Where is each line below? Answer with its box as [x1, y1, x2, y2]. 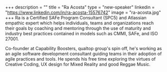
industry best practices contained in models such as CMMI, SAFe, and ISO [5, 31, 158, 36]
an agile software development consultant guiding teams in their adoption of [5, 51, 162, 57]
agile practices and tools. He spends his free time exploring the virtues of [5, 56, 156, 62]
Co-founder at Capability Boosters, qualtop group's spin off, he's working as [5, 46, 162, 51]
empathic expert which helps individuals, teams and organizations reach [5, 20, 154, 26]
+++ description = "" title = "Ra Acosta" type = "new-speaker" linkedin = [5, 4, 155, 10]
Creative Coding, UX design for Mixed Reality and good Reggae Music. [5, 62, 151, 67]
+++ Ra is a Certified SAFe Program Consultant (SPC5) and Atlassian [5, 15, 147, 20]
